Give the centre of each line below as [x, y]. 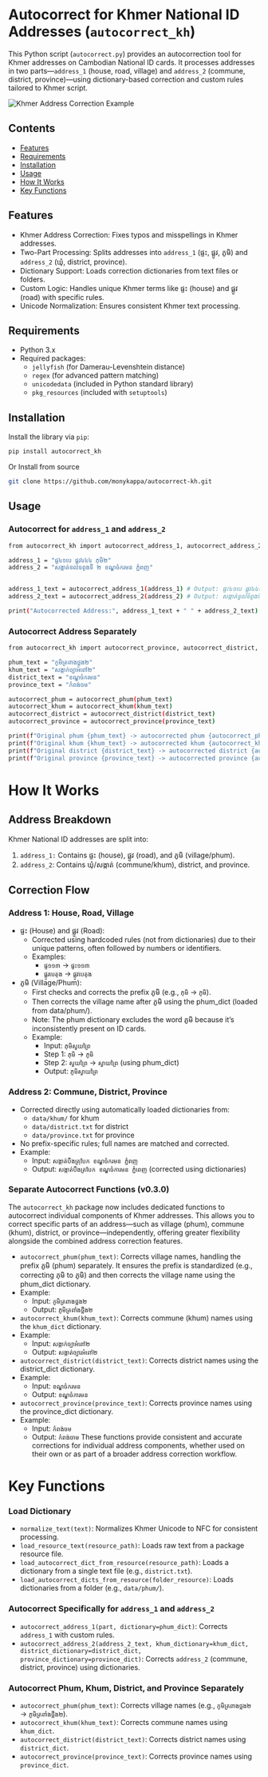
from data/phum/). [62, 1011]
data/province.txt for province [83, 1135]
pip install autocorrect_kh [55, 452]
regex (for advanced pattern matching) [95, 375]
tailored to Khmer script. [48, 88]
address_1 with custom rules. [67, 1635]
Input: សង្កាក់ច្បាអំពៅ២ [61, 1343]
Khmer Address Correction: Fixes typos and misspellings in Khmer [129, 234]
